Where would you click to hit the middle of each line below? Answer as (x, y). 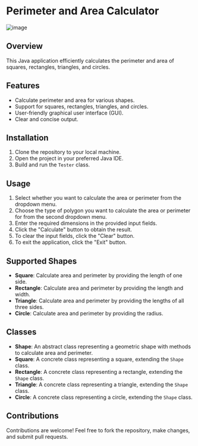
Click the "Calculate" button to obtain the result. (73, 230)
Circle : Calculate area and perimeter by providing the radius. (89, 313)
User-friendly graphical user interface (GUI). (69, 113)
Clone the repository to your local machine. (67, 152)
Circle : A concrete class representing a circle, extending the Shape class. (104, 397)
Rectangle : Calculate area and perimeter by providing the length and (99, 288)
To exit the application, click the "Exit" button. (70, 242)
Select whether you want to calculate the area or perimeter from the (98, 198)
